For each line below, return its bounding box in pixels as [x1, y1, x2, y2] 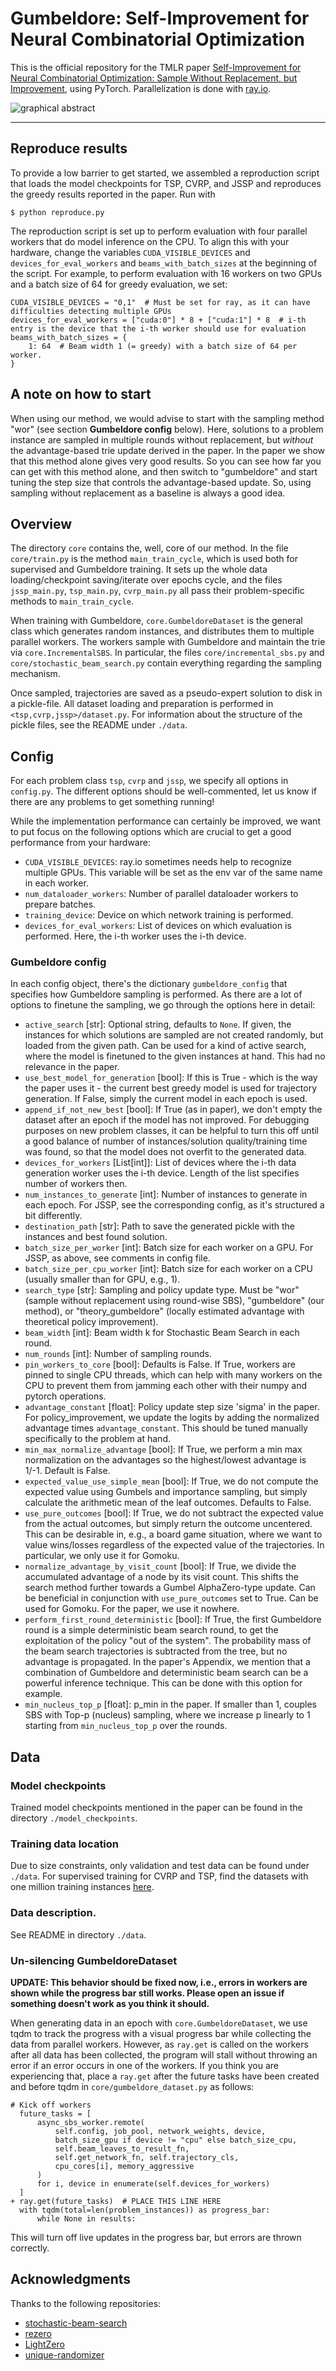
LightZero [24, 2338, 65, 2350]
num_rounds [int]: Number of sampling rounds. [24, 1348, 212, 1360]
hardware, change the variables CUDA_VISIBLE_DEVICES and [10, 246, 251, 258]
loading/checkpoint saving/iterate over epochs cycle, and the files [10, 574, 283, 586]
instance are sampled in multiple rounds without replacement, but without [10, 433, 314, 446]
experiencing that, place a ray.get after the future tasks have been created [10, 2070, 320, 2082]
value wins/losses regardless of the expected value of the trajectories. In [24, 1539, 325, 1551]
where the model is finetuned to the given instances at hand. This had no [24, 1050, 326, 1062]
